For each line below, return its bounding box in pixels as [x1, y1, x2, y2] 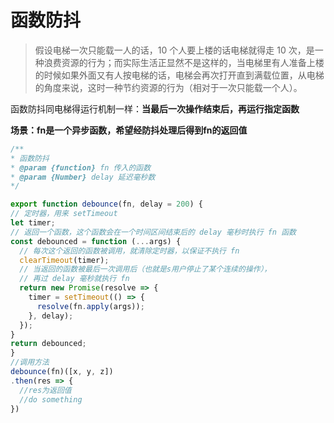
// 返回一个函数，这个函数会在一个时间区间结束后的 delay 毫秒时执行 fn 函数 [10, 227, 297, 237]
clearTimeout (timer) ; [19, 255, 110, 265]
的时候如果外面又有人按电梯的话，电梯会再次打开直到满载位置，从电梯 [34, 69, 325, 81]
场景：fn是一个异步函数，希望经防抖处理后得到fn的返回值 [10, 124, 248, 136]
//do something [19, 394, 83, 405]
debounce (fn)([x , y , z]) [10, 367, 114, 377]
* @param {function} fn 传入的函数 [10, 162, 152, 173]
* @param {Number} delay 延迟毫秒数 [10, 172, 156, 182]
